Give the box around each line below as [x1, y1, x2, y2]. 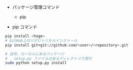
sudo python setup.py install [5, 60, 67, 66]
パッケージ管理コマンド [12, 4, 60, 10]
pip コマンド [12, 24, 38, 30]
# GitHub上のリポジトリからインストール [5, 38, 78, 43]
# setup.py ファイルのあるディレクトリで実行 [5, 56, 92, 61]
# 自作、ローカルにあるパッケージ [5, 52, 65, 56]
